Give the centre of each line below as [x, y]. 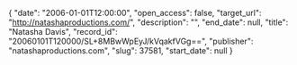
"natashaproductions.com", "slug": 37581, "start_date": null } [121, 51]
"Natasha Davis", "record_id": [63, 32]
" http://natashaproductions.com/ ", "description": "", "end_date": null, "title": [148, 22]
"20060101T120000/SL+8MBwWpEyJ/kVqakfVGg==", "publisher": [131, 41]
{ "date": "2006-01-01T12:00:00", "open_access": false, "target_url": [135, 13]
